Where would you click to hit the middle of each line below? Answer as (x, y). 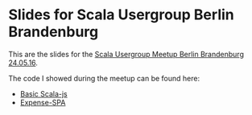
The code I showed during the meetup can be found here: (104, 78)
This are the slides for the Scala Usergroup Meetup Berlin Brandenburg (126, 54)
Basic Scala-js (43, 93)
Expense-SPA (43, 102)
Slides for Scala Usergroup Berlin (122, 15)
